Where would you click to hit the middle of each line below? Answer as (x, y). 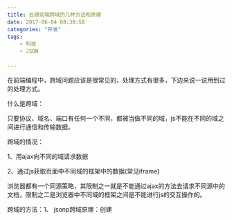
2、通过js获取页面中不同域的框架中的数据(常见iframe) (83, 171)
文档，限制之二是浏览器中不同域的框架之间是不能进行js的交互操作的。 (107, 194)
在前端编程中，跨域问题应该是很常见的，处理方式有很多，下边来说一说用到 (113, 80)
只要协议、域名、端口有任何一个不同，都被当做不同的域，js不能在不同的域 (113, 118)
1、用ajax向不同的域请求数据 (48, 156)
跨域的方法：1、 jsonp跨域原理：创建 (60, 209)
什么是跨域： (25, 103)
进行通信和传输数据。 (43, 127)
